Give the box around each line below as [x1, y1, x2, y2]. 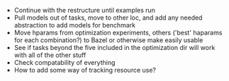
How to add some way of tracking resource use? [13, 66, 157, 74]
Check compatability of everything [13, 58, 116, 66]
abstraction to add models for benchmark [13, 21, 136, 29]
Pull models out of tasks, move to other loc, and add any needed [13, 13, 203, 22]
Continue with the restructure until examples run [13, 6, 156, 14]
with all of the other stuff [13, 51, 86, 59]
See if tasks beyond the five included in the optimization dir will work [13, 44, 216, 51]
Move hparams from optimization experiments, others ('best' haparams [13, 28, 223, 37]
